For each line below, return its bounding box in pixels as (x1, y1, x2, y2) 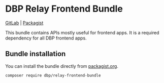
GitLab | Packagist (5, 20, 44, 26)
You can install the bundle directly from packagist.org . (5, 63, 118, 69)
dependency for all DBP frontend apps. (5, 35, 87, 41)
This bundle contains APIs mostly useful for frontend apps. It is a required (5, 29, 159, 35)
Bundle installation (5, 50, 66, 58)
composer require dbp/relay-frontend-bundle (5, 73, 101, 78)
